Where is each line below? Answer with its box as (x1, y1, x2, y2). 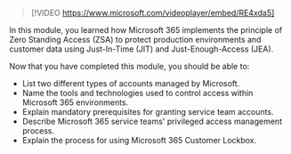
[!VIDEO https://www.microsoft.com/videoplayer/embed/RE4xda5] (30, 8, 275, 18)
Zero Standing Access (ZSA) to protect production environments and (9, 35, 262, 45)
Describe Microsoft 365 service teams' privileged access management (21, 116, 283, 126)
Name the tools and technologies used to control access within (21, 88, 254, 98)
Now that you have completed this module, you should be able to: (9, 61, 250, 71)
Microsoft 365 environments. (21, 97, 129, 108)
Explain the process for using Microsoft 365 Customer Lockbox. (21, 135, 257, 145)
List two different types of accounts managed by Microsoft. (21, 78, 240, 88)
